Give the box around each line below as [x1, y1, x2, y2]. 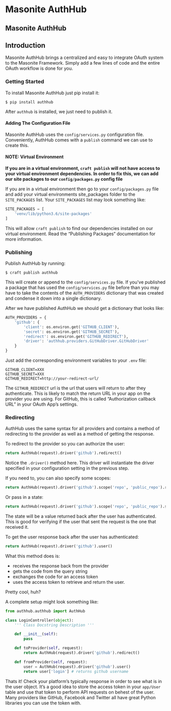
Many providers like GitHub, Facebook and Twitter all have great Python [5, 694, 156, 700]
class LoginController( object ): [5, 617, 74, 623]
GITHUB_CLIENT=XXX [5, 367, 44, 373]
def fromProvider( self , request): [14, 659, 88, 665]
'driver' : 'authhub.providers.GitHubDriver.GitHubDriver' [23, 338, 149, 344]
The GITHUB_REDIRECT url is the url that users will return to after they [5, 385, 146, 391]
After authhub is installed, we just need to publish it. [5, 108, 113, 115]
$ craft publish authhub [5, 270, 58, 275]
